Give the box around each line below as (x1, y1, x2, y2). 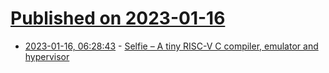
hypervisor (24, 50, 70, 62)
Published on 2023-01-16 (10, 7, 226, 30)
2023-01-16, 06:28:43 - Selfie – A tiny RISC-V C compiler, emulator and (24, 40, 319, 52)
